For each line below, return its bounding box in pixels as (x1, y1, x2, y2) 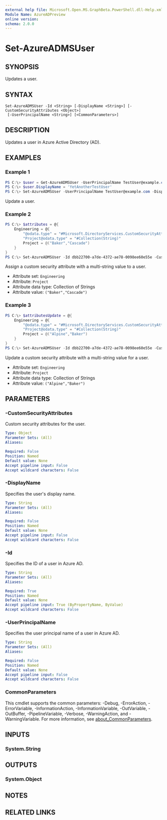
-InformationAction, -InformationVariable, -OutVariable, (34, 705, 148, 711)
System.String (5, 745, 41, 752)
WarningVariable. (5, 716, 41, 722)
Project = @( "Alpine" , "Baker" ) (23, 332, 88, 337)
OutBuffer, (5, 711, 26, 717)
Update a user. (5, 198, 36, 204)
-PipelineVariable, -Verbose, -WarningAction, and (27, 711, 128, 717)
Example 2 (5, 211, 31, 218)
